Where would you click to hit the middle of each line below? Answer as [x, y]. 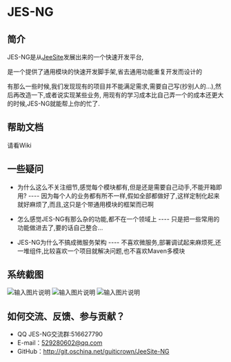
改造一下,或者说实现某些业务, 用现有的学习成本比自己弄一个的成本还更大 [121, 95]
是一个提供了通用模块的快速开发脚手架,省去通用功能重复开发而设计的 [105, 72]
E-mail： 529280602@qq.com [60, 343]
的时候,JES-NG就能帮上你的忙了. [53, 103]
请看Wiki [20, 145]
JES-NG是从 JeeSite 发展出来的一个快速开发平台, [76, 57]
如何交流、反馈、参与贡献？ [66, 316]
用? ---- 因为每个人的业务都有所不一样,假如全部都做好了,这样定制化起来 [118, 195]
